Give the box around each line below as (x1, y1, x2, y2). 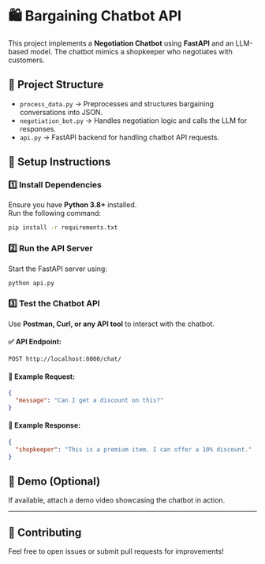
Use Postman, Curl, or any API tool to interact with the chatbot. (8, 319, 215, 328)
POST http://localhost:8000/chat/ (8, 354, 122, 363)
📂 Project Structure (8, 78, 104, 91)
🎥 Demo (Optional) (8, 475, 101, 488)
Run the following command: (8, 209, 101, 218)
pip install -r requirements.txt (8, 224, 118, 232)
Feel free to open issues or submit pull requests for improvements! (8, 547, 224, 556)
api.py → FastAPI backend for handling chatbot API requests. (19, 132, 219, 142)
